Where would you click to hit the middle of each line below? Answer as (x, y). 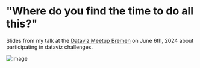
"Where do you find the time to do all (100, 11)
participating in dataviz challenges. (50, 47)
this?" (22, 24)
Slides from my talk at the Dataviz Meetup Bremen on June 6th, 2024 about (100, 40)
